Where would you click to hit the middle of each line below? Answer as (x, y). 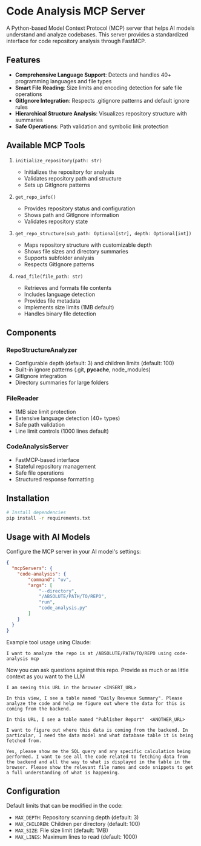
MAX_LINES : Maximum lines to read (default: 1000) (76, 837)
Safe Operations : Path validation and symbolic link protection (92, 126)
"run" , (47, 602)
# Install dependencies (36, 512)
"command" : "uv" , (50, 579)
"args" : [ (40, 585)
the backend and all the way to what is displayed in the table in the (98, 762)
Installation (28, 499)
